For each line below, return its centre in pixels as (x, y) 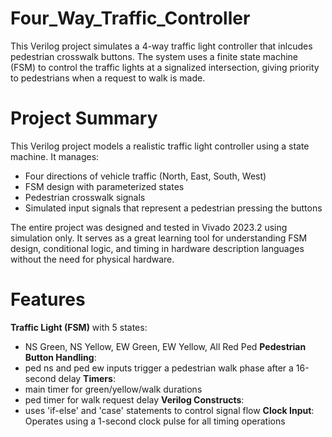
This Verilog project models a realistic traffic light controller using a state (160, 146)
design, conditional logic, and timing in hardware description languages (157, 248)
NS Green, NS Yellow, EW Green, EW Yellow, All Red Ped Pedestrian (165, 346)
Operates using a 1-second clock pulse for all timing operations (155, 421)
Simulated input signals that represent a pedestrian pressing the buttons (173, 208)
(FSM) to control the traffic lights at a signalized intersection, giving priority (165, 67)
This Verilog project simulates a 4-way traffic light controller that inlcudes (161, 46)
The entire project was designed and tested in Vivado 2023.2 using (149, 227)
